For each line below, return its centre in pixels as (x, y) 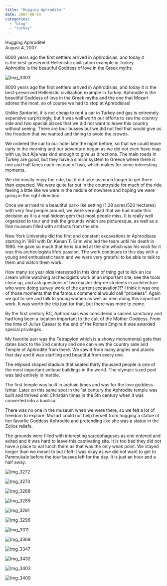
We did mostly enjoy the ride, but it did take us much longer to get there (79, 180)
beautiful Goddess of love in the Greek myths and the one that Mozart (77, 98)
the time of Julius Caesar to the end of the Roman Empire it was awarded (80, 324)
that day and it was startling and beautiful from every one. (65, 355)
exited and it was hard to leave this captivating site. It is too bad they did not (83, 441)
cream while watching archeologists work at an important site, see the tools (83, 277)
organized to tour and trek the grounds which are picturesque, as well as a (82, 221)
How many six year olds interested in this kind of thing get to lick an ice (78, 272)
